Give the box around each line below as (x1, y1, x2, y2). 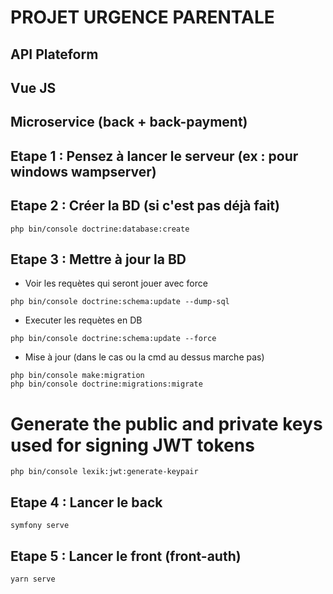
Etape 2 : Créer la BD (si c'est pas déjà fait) (10, 197, 280, 215)
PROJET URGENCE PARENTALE (10, 6, 275, 29)
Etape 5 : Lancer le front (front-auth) (10, 547, 242, 565)
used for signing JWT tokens (10, 434, 255, 456)
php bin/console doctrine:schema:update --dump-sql (10, 297, 230, 307)
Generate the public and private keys (10, 412, 323, 435)
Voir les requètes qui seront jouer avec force (24, 277, 208, 290)
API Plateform (10, 46, 99, 63)
